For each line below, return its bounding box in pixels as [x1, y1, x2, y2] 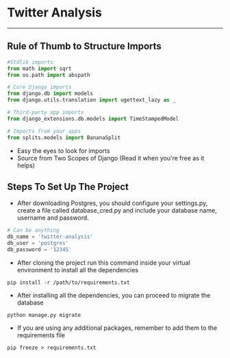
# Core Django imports [7, 84, 72, 91]
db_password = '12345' [7, 246, 72, 253]
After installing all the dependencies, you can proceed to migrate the [16, 291, 211, 299]
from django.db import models [7, 91, 94, 97]
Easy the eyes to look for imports [16, 146, 111, 155]
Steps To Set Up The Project [7, 180, 129, 193]
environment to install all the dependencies [16, 265, 139, 274]
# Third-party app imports [7, 109, 84, 116]
